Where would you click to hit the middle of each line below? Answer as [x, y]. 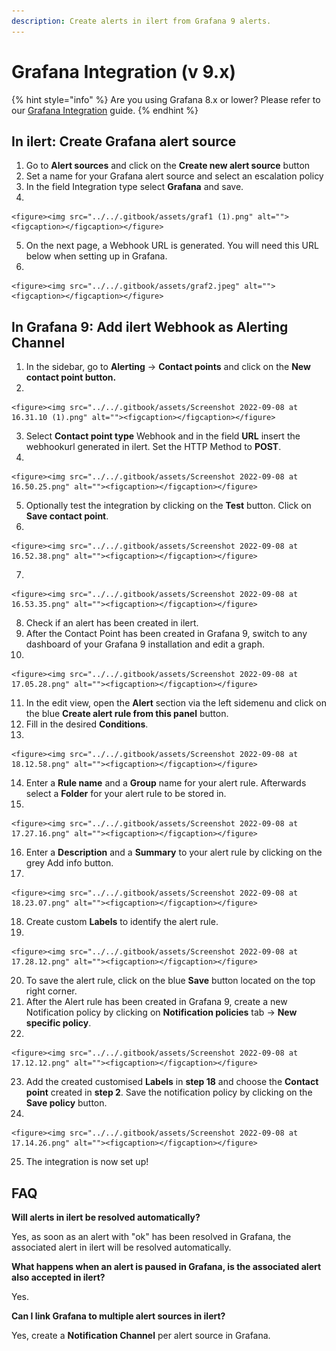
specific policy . [58, 1023]
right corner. [51, 991]
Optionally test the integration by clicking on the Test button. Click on [168, 506]
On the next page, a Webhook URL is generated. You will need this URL [172, 246]
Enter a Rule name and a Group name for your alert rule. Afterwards [166, 783]
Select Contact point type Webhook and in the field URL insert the [163, 436]
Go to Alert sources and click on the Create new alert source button [168, 166]
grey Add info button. [69, 863]
